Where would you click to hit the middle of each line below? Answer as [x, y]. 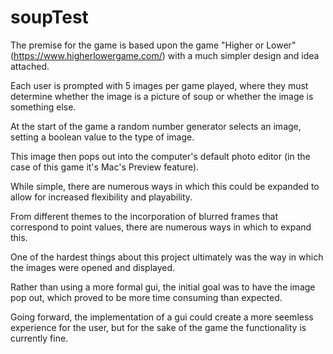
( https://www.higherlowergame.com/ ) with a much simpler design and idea [165, 55]
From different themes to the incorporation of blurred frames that [144, 216]
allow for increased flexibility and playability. [101, 197]
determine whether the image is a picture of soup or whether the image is [162, 96]
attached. [30, 66]
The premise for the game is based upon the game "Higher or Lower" [153, 45]
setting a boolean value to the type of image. [102, 137]
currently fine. [39, 338]
